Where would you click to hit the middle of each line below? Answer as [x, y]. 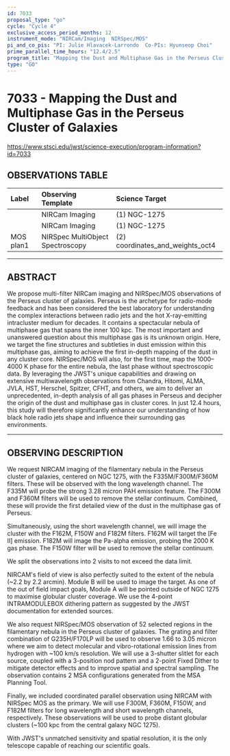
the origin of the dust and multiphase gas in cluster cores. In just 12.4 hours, [114, 403]
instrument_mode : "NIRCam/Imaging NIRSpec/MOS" [78, 39]
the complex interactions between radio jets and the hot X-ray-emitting [107, 315]
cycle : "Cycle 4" [32, 26]
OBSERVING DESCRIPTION [65, 453]
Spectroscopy [64, 245]
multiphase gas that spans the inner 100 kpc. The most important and [105, 330]
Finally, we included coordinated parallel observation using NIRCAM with [110, 696]
